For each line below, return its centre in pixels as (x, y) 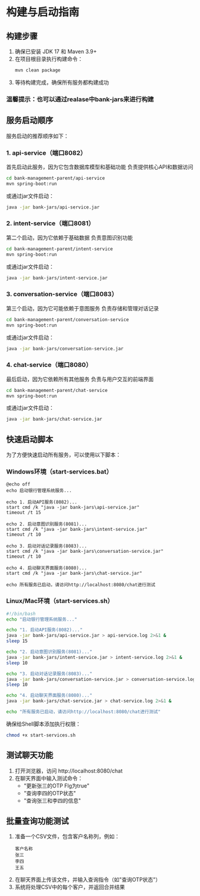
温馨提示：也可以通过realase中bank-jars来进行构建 (80, 99)
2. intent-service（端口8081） (51, 223)
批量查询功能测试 (37, 821)
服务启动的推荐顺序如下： (37, 136)
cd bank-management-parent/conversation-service (68, 319)
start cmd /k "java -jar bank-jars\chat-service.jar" (74, 573)
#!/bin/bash (21, 614)
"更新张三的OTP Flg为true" (57, 785)
